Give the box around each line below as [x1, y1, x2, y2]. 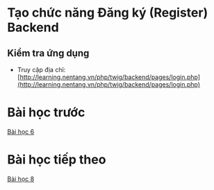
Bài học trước [7, 105, 85, 121]
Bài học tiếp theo [7, 152, 106, 168]
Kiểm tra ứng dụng [7, 47, 90, 59]
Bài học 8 [7, 175, 35, 183]
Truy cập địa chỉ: [17, 66, 66, 74]
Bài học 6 [7, 127, 35, 136]
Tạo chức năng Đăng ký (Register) [7, 5, 208, 21]
